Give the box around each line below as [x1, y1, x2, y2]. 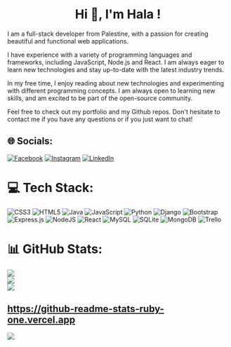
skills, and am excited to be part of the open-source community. [7, 94, 193, 102]
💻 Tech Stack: [7, 179, 94, 196]
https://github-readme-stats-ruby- [7, 303, 165, 315]
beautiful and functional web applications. [7, 36, 128, 45]
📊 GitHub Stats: [7, 241, 103, 257]
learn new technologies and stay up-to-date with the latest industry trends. [7, 65, 225, 74]
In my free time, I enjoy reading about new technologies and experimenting [7, 79, 225, 87]
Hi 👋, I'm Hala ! [74, 6, 161, 22]
